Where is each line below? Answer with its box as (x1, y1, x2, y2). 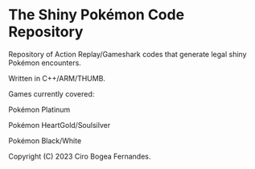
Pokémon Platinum (8, 105, 71, 114)
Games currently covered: (8, 89, 95, 98)
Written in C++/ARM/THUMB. (8, 73, 106, 83)
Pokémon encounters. (8, 58, 82, 68)
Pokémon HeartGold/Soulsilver (8, 120, 111, 130)
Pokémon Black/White (8, 135, 82, 146)
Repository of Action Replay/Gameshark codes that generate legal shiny (8, 49, 247, 59)
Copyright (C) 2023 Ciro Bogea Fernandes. (8, 151, 151, 161)
